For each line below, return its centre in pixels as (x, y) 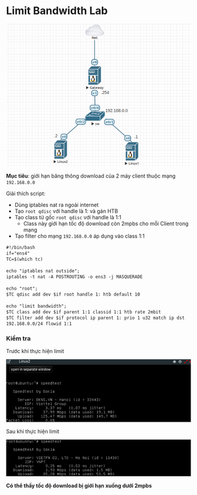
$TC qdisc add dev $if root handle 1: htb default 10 (73, 294)
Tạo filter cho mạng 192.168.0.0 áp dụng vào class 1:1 (79, 236)
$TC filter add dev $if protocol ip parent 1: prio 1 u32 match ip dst (95, 318)
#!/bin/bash (21, 247)
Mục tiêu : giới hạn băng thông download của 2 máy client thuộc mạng (91, 176)
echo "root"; (22, 289)
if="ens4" (18, 253)
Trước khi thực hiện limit (35, 351)
